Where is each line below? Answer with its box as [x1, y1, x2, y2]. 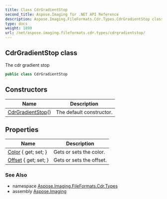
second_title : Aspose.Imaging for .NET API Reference [5, 12, 119, 17]
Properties [5, 125, 39, 134]
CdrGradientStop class [5, 49, 78, 57]
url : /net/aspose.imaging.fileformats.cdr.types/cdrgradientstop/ [5, 30, 146, 35]
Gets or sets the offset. [53, 157, 107, 164]
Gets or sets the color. [53, 149, 105, 156]
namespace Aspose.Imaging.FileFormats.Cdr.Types [12, 183, 118, 189]
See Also [5, 172, 27, 179]
